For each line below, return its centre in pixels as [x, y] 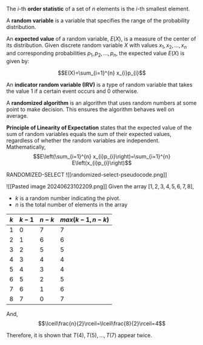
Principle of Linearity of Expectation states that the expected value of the [99, 128]
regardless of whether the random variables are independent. [83, 140]
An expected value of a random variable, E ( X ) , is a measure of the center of [101, 39]
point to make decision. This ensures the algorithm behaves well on [90, 109]
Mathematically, [26, 147]
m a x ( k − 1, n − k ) [84, 219]
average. [17, 115]
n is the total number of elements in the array [71, 204]
